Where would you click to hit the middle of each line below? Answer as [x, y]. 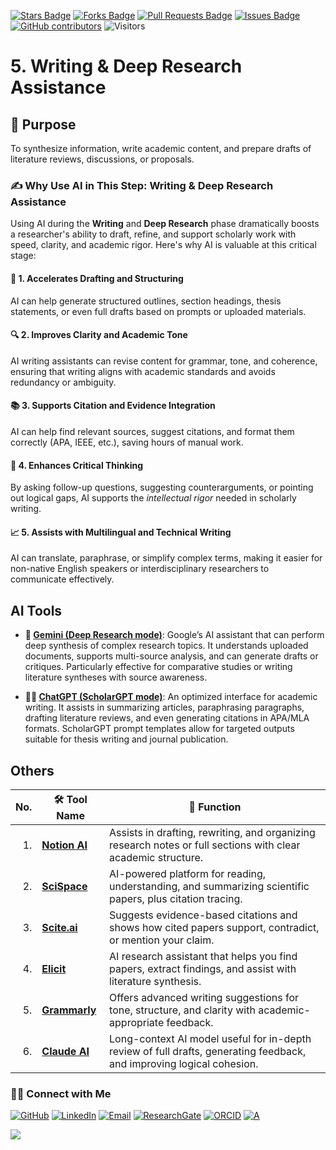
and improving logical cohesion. [184, 1063]
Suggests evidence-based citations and [203, 915]
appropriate [137, 1022]
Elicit [54, 968]
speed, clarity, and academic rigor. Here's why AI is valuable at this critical [163, 245]
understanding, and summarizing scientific [209, 886]
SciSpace [64, 886]
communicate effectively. [62, 579]
